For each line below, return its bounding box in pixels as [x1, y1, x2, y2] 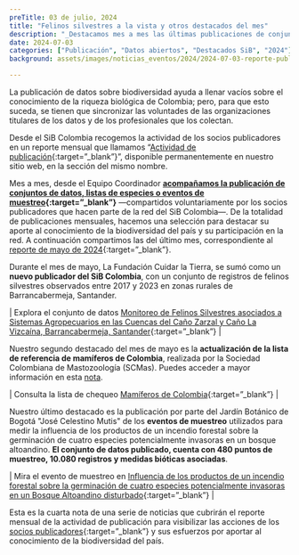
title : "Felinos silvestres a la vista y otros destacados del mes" [9, 21, 269, 30]
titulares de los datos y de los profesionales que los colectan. [9, 115, 234, 126]
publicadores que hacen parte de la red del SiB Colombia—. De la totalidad [9, 207, 283, 216]
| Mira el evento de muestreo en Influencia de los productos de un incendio [9, 471, 285, 481]
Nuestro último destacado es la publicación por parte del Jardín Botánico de [9, 406, 289, 417]
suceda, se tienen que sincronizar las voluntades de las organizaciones [9, 106, 271, 116]
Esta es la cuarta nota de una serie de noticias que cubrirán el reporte [9, 507, 265, 518]
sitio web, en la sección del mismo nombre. [9, 161, 168, 171]
